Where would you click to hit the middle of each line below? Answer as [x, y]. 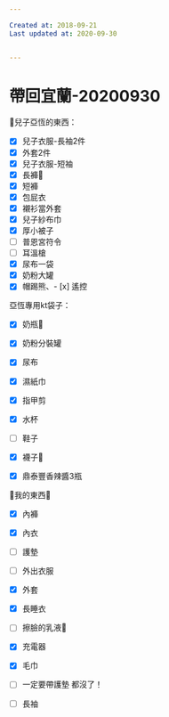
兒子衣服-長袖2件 [54, 141]
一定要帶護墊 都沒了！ [62, 684]
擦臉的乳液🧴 [44, 628]
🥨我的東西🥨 [30, 494]
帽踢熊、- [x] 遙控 [54, 287]
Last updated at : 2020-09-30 [63, 33]
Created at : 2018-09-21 [53, 25]
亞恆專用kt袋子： [40, 306]
